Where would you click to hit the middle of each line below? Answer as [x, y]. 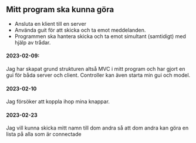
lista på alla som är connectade [44, 134]
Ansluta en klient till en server [50, 23]
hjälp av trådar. [33, 42]
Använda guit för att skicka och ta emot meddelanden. [80, 30]
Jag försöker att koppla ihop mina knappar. [58, 101]
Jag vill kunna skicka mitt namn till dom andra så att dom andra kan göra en [97, 128]
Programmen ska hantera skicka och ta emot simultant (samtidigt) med [100, 36]
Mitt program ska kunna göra [60, 10]
